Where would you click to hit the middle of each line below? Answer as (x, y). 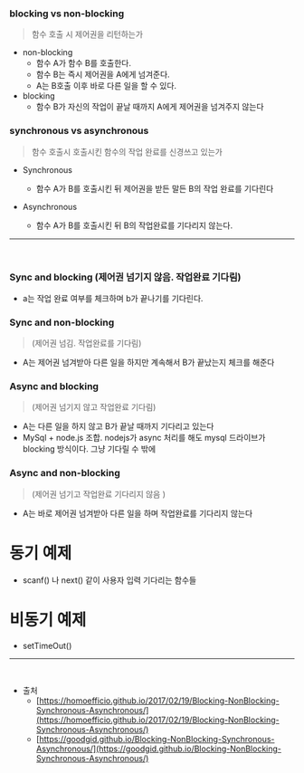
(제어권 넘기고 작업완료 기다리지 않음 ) (98, 494)
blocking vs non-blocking (67, 14)
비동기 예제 (48, 620)
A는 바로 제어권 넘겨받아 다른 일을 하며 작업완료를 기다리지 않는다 (138, 513)
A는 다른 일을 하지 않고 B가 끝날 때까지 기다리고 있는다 (118, 426)
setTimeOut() (47, 645)
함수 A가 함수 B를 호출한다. (83, 63)
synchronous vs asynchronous (79, 131)
